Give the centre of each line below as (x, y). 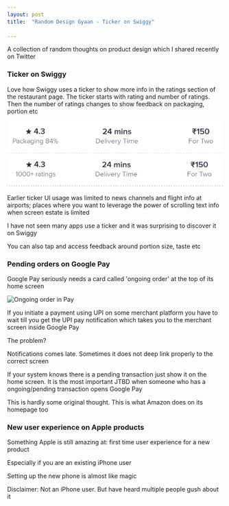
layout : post (26, 14)
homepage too (28, 410)
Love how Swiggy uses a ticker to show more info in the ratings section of (111, 89)
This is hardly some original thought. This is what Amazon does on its (105, 402)
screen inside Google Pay (43, 327)
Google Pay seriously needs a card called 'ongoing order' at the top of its (110, 279)
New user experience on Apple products (76, 427)
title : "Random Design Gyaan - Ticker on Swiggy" (81, 22)
